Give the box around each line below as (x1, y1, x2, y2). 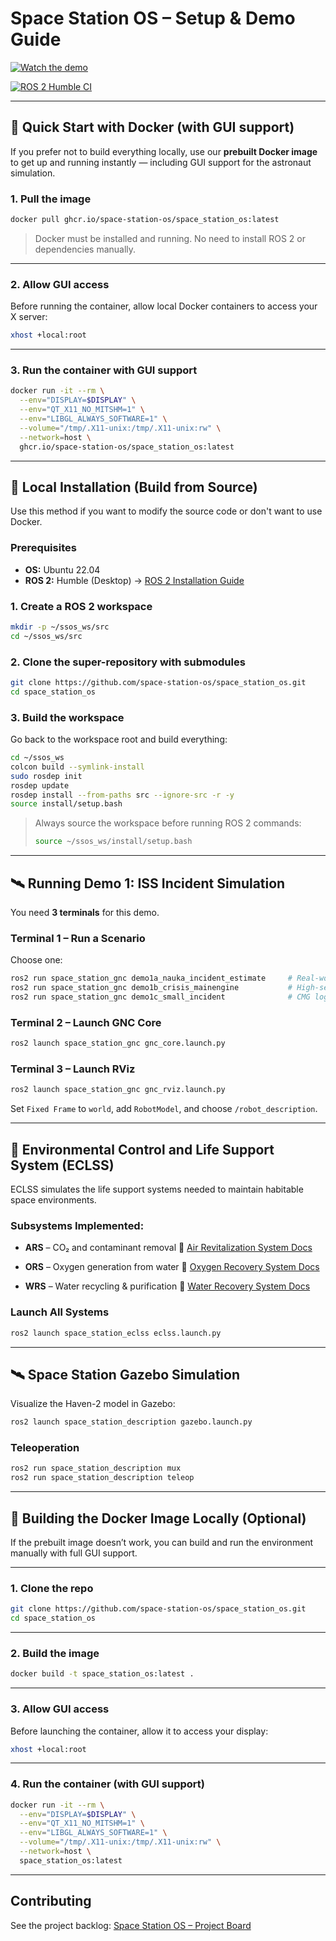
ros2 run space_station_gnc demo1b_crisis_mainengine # (10, 983, 293, 993)
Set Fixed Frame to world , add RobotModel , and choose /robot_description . (10, 1103, 318, 1115)
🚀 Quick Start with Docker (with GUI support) (10, 119, 295, 136)
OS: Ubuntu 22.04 (24, 563, 101, 576)
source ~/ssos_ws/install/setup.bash (34, 837, 193, 847)
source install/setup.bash (10, 799, 123, 809)
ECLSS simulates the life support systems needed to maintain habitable (10, 1183, 304, 1196)
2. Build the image (10, 1647, 100, 1661)
